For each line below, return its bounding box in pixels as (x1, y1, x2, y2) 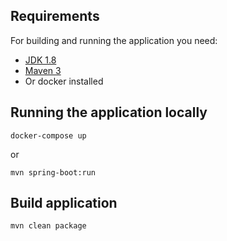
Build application (10, 195, 118, 212)
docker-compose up (10, 130, 87, 141)
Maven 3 (24, 64, 62, 76)
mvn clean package (10, 221, 87, 231)
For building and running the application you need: (10, 34, 218, 46)
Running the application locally (10, 104, 208, 121)
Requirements (10, 8, 100, 25)
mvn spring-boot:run (10, 167, 97, 178)
